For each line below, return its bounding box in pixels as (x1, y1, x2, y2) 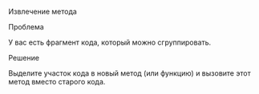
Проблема (8, 22, 44, 31)
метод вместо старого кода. (8, 77, 106, 86)
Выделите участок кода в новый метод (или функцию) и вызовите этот (8, 69, 251, 78)
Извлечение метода (8, 7, 78, 16)
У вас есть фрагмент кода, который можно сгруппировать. (8, 37, 212, 47)
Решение (8, 53, 40, 62)
